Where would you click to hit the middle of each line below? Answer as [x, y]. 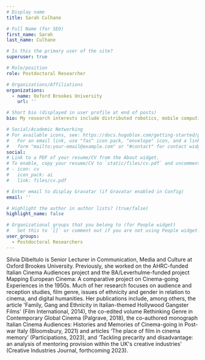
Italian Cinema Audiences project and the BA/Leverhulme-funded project [98, 272]
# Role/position [27, 68]
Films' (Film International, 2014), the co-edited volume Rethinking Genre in [100, 311]
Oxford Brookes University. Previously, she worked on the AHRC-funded [97, 266]
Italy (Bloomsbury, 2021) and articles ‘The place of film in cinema [99, 331]
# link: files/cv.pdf [37, 180]
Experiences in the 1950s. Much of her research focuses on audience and [99, 285]
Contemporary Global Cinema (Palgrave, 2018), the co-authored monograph [102, 318]
